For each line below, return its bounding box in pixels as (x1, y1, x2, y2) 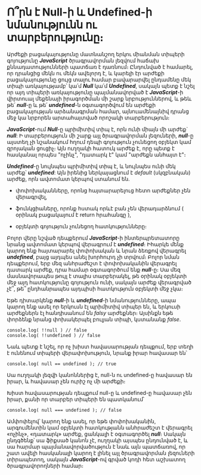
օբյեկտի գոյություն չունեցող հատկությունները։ (15, 222, 147, 229)
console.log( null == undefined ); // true (7, 361, 117, 367)
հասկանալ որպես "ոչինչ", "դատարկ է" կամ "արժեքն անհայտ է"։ (7, 151, 187, 158)
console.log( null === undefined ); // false (7, 407, 122, 413)
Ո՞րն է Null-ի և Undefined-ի (7, 5, 153, 19)
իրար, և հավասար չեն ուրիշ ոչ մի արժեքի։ (7, 378, 126, 385)
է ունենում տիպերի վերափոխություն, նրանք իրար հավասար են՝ (7, 349, 187, 356)
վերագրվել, (15, 193, 47, 200)
